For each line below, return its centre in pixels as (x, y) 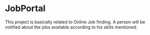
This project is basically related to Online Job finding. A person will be (75, 22)
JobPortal (25, 9)
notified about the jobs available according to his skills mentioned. (71, 27)
